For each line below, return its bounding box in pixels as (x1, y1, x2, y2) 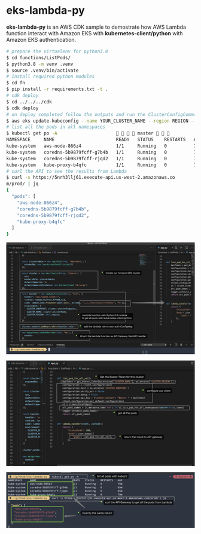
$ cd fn (6, 80, 26, 86)
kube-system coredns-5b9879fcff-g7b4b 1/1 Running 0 (6, 149, 167, 155)
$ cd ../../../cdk (6, 99, 52, 105)
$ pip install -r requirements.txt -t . (6, 86, 109, 93)
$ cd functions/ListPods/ (6, 54, 71, 60)
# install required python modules (6, 74, 95, 80)
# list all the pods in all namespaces (6, 124, 106, 130)
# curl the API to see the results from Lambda (6, 168, 127, 174)
